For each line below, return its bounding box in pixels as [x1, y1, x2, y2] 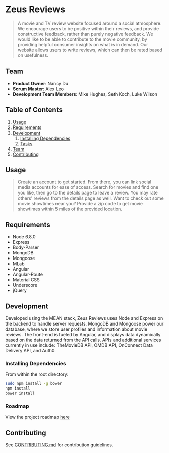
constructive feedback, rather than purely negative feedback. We [17, 31, 153, 37]
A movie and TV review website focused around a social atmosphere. [17, 20, 162, 26]
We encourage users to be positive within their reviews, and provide [17, 25, 159, 31]
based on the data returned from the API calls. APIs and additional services [5, 337, 161, 343]
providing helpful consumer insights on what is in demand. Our [17, 41, 148, 47]
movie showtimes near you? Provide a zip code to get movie [17, 201, 143, 207]
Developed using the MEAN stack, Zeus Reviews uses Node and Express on [5, 315, 163, 321]
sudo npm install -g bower [5, 381, 62, 386]
